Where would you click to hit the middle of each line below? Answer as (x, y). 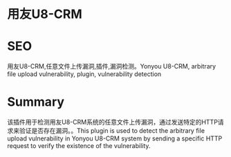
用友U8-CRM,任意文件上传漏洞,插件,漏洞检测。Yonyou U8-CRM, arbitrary (112, 66)
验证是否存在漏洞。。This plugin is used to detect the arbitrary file (112, 131)
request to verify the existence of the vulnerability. (79, 146)
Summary (36, 102)
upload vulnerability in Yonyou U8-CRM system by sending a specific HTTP (115, 138)
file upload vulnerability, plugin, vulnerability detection (84, 74)
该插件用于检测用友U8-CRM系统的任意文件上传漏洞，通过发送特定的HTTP (112, 122)
